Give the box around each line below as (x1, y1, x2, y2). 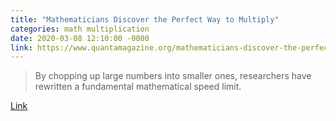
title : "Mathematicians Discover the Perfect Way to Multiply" (10, 14, 280, 25)
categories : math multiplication (10, 24, 150, 34)
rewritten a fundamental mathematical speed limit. (34, 81, 242, 93)
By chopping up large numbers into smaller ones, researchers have (34, 70, 312, 82)
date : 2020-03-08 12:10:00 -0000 (10, 33, 150, 43)
